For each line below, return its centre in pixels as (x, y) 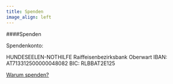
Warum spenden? (28, 75)
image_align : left (29, 17)
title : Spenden (25, 12)
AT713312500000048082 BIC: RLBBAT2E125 (61, 63)
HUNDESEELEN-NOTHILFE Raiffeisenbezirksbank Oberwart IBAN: (87, 57)
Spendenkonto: (25, 46)
